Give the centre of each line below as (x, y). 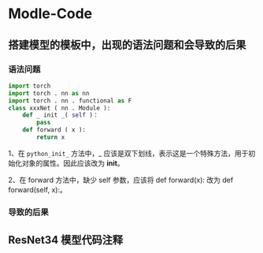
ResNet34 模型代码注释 (66, 240)
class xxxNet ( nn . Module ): (59, 108)
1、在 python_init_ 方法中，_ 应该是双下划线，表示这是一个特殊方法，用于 (128, 153)
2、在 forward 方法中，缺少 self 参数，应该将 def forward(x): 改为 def (121, 180)
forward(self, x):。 (37, 189)
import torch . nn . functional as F (70, 100)
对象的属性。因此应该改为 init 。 (73, 163)
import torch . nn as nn (49, 93)
